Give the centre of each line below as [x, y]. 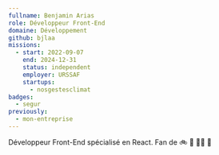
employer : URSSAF [52, 75]
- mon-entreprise [44, 119]
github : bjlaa [32, 38]
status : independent [57, 68]
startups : [39, 82]
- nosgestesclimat [60, 89]
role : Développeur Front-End [57, 23]
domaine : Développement [48, 30]
